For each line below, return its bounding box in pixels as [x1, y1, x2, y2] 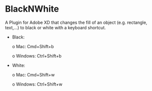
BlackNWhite [5, 3, 59, 15]
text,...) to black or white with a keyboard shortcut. [5, 24, 106, 30]
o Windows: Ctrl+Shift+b [12, 53, 62, 59]
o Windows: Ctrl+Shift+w [12, 81, 63, 87]
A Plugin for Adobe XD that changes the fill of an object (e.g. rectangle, [5, 19, 148, 25]
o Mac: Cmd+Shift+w [12, 72, 55, 77]
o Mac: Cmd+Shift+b [12, 43, 54, 49]
